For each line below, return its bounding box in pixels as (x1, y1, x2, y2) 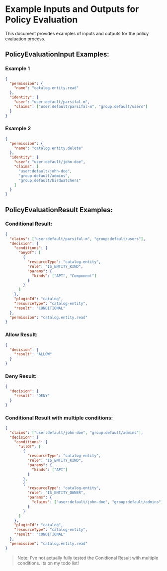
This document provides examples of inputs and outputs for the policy (5, 30, 149, 36)
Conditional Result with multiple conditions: (5, 414, 113, 421)
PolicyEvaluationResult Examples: (5, 205, 113, 214)
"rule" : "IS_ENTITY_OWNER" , (27, 490, 85, 495)
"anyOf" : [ (18, 250, 41, 255)
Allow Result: (5, 331, 38, 338)
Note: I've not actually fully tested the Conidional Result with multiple (17, 555, 159, 561)
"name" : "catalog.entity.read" (14, 85, 79, 90)
